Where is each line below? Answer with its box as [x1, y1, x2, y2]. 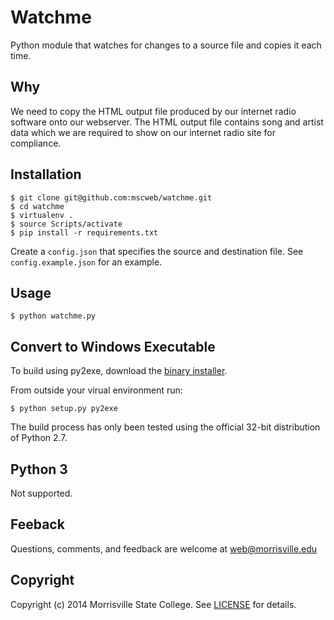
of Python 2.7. [10, 432, 68, 444]
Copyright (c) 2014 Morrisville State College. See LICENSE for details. [10, 598, 297, 610]
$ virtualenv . [10, 210, 74, 220]
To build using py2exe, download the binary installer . [10, 365, 228, 377]
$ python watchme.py [10, 311, 97, 321]
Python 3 [10, 461, 68, 478]
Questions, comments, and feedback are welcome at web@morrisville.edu [10, 542, 318, 555]
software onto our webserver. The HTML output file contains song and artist [10, 116, 324, 128]
